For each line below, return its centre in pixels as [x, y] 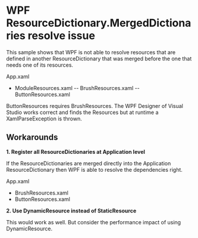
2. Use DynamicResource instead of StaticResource [71, 211]
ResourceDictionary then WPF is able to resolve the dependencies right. [95, 169]
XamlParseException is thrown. [44, 118]
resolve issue [61, 36]
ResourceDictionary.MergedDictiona [99, 23]
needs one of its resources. [40, 65]
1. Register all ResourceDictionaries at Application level [76, 152]
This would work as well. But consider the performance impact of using [94, 222]
